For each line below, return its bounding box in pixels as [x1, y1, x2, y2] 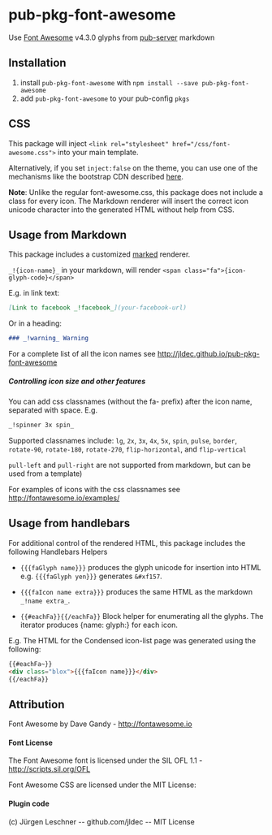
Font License [8, 738, 53, 747]
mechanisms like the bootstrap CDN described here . [8, 171, 184, 181]
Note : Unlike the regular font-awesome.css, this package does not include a [8, 187, 264, 197]
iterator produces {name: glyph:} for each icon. [19, 620, 179, 629]
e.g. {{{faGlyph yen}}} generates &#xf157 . [19, 571, 162, 581]
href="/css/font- [171, 140, 231, 148]
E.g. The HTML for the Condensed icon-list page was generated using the [8, 635, 257, 645]
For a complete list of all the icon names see [8, 349, 156, 359]
